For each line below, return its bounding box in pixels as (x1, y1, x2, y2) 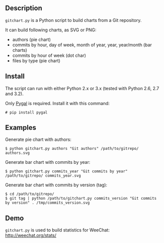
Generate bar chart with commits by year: (5, 159, 90, 165)
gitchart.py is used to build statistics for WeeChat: (5, 227, 110, 233)
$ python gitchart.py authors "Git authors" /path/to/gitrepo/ (5, 146, 139, 151)
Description (5, 4, 42, 12)
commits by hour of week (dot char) (12, 52, 86, 58)
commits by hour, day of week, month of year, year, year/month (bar (12, 42, 152, 48)
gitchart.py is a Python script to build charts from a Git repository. (5, 17, 142, 23)
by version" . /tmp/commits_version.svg (5, 200, 90, 206)
